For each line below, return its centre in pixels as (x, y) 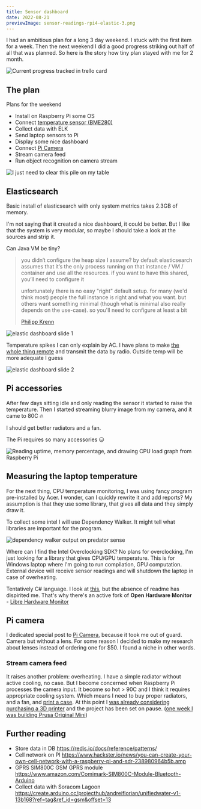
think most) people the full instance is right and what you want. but (103, 297)
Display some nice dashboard (52, 141)
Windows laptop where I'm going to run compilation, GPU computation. (94, 564)
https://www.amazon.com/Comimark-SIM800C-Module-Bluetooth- (98, 773)
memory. (17, 212)
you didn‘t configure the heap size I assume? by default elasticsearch (106, 260)
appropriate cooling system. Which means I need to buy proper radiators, (97, 695)
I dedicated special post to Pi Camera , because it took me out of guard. (94, 635)
